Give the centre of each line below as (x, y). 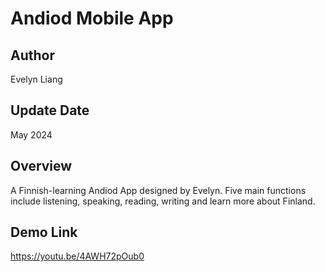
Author (32, 55)
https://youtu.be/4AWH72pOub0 (77, 256)
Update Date (50, 110)
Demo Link (44, 232)
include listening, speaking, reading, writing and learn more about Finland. (163, 201)
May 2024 (31, 134)
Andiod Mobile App (92, 18)
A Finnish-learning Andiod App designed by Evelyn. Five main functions (158, 190)
